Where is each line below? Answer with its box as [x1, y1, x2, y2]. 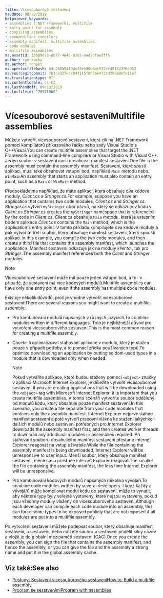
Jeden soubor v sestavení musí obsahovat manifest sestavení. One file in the [5, 158, 158, 164]
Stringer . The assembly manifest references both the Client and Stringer [5, 250, 150, 256]
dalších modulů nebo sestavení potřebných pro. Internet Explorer [12, 421, 142, 427]
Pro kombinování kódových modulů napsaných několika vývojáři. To [12, 477, 147, 483]
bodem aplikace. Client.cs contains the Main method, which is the [5, 219, 135, 225]
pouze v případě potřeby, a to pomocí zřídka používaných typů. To [12, 345, 145, 351]
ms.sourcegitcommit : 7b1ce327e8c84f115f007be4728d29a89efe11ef [5, 71, 137, 76]
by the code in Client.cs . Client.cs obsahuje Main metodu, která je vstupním [5, 214, 156, 220]
